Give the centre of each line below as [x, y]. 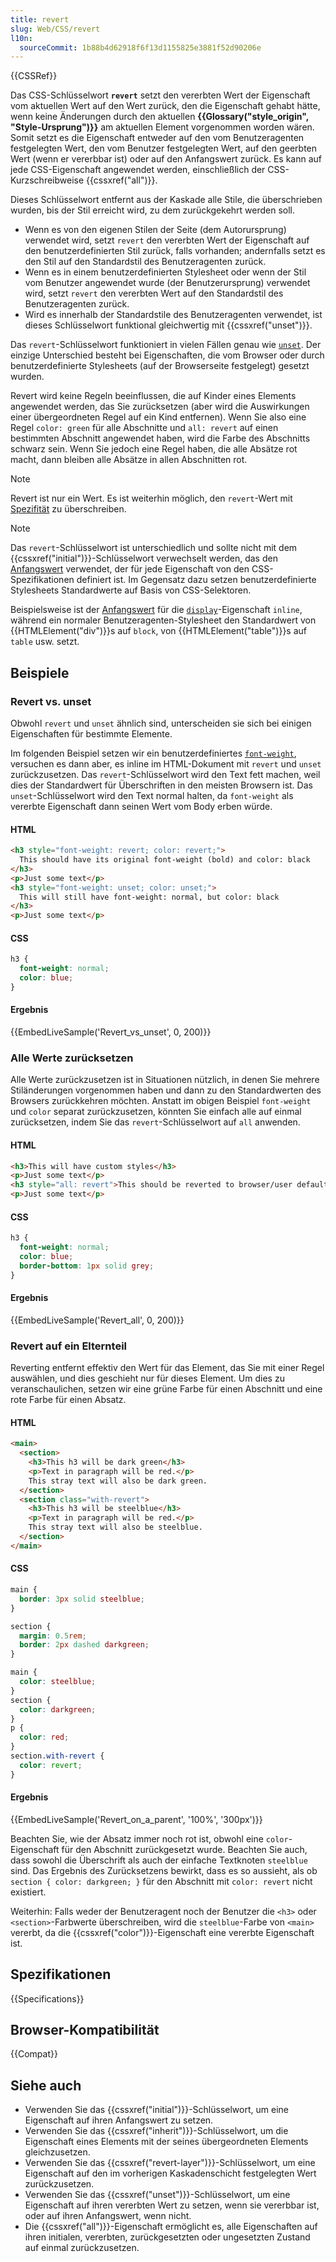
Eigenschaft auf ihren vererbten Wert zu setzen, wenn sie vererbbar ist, [172, 2205]
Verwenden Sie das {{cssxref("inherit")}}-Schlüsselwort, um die [156, 2131]
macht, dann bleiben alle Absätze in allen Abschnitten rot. [129, 460]
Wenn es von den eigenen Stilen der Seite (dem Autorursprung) [155, 230]
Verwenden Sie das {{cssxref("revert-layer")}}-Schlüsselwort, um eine [170, 2163]
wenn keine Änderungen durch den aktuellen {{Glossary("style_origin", [159, 117]
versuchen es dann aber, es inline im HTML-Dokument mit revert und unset [166, 763]
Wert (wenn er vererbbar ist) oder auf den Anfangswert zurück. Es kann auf [166, 159]
